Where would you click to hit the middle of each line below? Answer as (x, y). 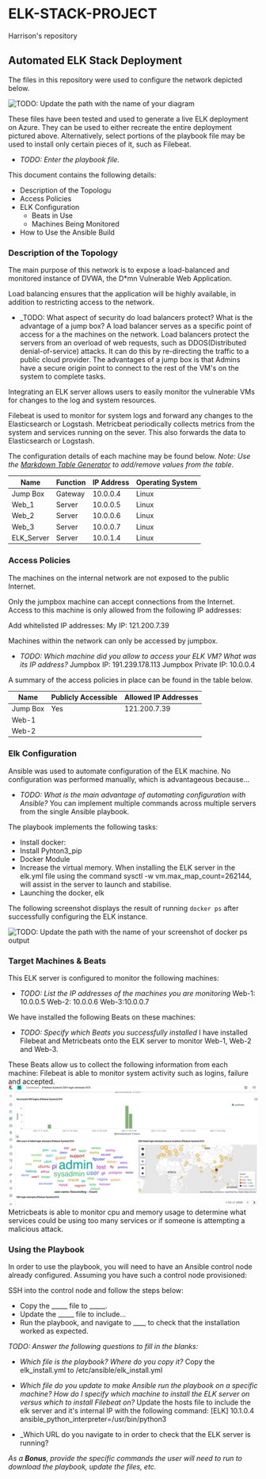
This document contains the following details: (82, 174)
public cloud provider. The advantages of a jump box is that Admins (130, 360)
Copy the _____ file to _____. (64, 1306)
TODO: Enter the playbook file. (70, 159)
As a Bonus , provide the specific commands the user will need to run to (125, 1458)
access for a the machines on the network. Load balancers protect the (134, 334)
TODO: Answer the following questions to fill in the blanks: (103, 1347)
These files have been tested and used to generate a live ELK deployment (128, 119)
